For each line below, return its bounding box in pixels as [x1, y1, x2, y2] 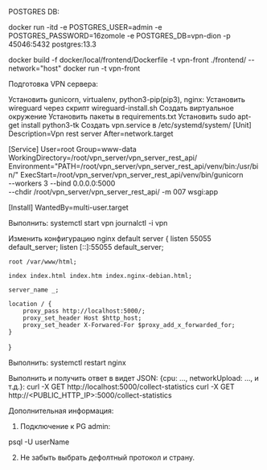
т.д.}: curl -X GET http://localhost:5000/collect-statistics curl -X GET [8, 382, 235, 391]
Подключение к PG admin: [19, 422, 111, 431]
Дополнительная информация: [8, 406, 114, 415]
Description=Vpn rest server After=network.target [8, 129, 174, 138]
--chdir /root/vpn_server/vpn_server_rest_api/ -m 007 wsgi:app [8, 187, 219, 196]
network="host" [8, 63, 62, 73]
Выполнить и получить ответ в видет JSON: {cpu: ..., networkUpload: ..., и [8, 374, 259, 382]
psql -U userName [8, 437, 70, 447]
